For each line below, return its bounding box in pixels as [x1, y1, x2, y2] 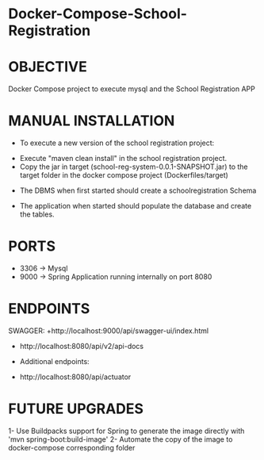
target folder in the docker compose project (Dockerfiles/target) [19, 171, 228, 180]
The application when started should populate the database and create [19, 201, 252, 211]
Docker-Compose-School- [8, 5, 188, 23]
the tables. [19, 209, 55, 219]
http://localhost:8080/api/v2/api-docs [19, 341, 144, 351]
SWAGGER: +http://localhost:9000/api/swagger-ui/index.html [8, 326, 209, 335]
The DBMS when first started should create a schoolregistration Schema [19, 186, 257, 195]
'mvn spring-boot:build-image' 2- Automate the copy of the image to [8, 434, 233, 444]
